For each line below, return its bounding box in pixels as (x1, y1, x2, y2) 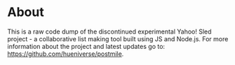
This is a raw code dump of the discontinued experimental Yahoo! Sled (7, 27, 212, 36)
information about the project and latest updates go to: (7, 42, 166, 50)
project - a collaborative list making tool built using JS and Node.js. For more (7, 34, 229, 43)
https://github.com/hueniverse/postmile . (7, 50, 124, 58)
